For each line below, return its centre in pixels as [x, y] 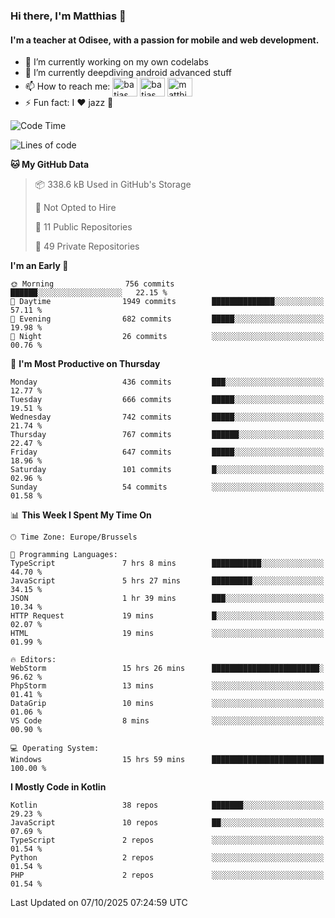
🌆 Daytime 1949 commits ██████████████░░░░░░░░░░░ [167, 302]
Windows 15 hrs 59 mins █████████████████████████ [167, 760]
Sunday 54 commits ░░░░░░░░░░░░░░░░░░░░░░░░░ [167, 487]
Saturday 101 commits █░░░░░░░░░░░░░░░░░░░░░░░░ [167, 470]
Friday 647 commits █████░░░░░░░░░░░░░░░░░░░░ [167, 452]
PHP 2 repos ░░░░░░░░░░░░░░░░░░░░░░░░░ [167, 875]
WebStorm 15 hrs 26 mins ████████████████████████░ [167, 669]
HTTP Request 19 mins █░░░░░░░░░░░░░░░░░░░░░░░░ [167, 616]
